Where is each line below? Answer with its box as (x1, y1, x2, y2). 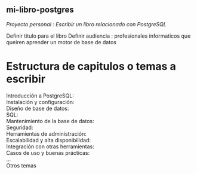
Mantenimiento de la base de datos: (6, 117, 94, 124)
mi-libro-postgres (6, 5, 74, 15)
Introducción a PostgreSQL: (6, 92, 75, 99)
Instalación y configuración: (6, 98, 75, 105)
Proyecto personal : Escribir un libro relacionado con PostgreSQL (6, 20, 167, 28)
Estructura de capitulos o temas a (6, 60, 176, 73)
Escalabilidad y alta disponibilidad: (6, 136, 91, 144)
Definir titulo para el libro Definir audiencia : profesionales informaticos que (6, 32, 191, 39)
